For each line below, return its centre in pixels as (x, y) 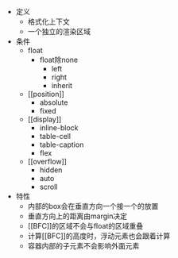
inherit (62, 85)
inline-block (59, 128)
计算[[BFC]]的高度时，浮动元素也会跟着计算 (99, 236)
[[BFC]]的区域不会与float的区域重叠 (85, 226)
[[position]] (46, 94)
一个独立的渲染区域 (59, 31)
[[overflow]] (47, 162)
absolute (54, 102)
